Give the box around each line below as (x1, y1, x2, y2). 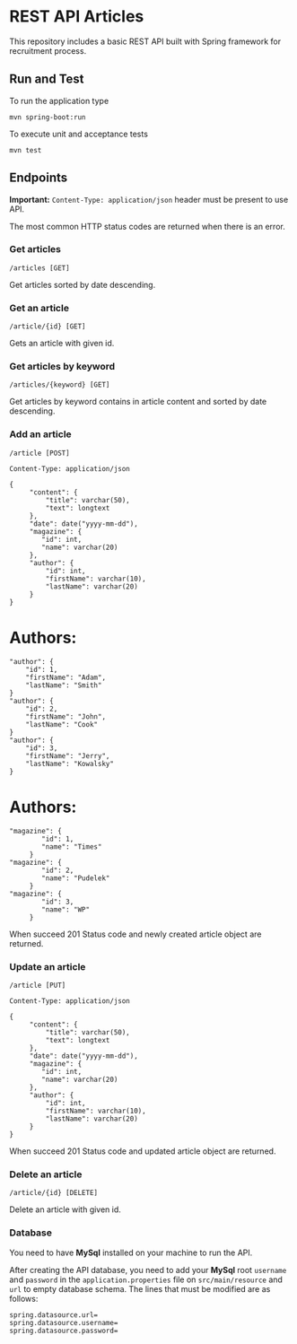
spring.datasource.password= (9, 1326, 118, 1335)
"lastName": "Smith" (25, 680, 102, 690)
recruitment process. (9, 45, 87, 56)
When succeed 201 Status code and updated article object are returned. (9, 1146, 276, 1156)
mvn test (9, 145, 42, 154)
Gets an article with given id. (9, 338, 115, 349)
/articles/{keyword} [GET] (9, 380, 110, 389)
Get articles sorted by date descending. (9, 279, 156, 290)
